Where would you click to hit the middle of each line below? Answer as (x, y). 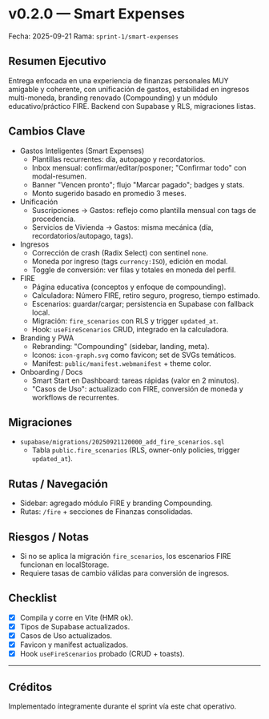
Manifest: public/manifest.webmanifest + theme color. (122, 363)
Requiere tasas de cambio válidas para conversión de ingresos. (124, 573)
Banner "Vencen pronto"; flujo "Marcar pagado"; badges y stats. (138, 184)
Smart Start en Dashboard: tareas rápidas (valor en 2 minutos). (135, 380)
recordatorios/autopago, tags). (82, 235)
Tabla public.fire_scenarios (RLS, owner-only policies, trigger (136, 450)
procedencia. (54, 219)
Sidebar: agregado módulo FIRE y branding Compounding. (116, 503)
